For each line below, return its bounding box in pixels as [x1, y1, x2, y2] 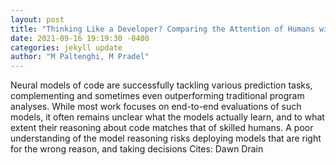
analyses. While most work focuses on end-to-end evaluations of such [10, 101, 302, 113]
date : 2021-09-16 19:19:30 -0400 [10, 33, 150, 43]
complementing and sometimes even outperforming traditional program [10, 90, 305, 102]
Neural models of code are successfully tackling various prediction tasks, [10, 79, 313, 91]
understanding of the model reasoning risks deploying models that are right [10, 132, 322, 145]
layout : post [10, 14, 65, 25]
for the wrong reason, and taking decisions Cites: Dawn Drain [10, 143, 264, 155]
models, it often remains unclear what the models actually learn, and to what [10, 111, 325, 123]
